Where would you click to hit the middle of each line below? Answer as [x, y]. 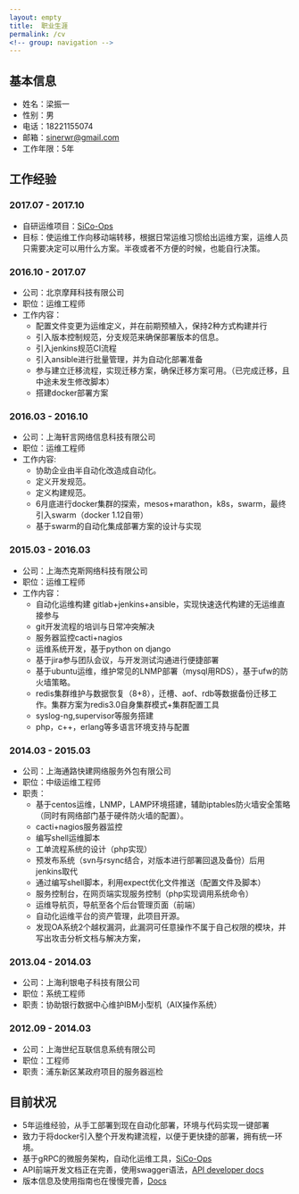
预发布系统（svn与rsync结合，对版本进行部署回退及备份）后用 [150, 860]
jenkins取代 [57, 871]
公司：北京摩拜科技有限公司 [73, 293]
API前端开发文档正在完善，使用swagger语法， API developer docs [143, 1170]
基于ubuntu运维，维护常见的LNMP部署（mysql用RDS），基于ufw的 [158, 671]
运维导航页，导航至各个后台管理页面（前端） [118, 904]
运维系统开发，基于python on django [103, 649]
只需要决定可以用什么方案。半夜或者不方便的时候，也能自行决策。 [143, 248]
